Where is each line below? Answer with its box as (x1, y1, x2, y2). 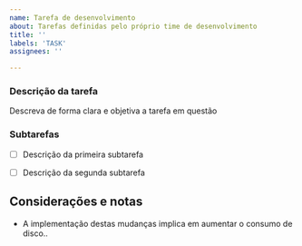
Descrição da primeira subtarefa (22, 149, 143, 160)
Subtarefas (9, 128, 60, 141)
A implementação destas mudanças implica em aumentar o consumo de (22, 218, 293, 229)
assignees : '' (9, 47, 63, 56)
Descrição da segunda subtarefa (22, 167, 145, 178)
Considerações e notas (9, 194, 143, 210)
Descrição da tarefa (9, 85, 98, 98)
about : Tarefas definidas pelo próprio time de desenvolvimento (9, 22, 258, 31)
